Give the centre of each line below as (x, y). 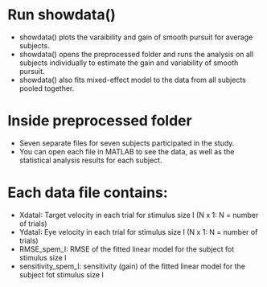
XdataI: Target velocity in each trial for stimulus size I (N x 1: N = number (139, 215)
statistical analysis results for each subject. (90, 160)
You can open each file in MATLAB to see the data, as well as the (127, 151)
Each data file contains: (88, 193)
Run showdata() (62, 15)
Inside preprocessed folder (100, 121)
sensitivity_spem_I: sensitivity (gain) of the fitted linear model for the (132, 266)
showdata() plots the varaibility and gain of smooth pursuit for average (136, 37)
